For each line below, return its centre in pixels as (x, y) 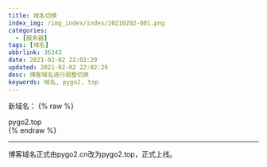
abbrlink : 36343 (35, 52)
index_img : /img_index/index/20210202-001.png (87, 23)
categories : (28, 30)
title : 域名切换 (33, 16)
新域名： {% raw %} (41, 106)
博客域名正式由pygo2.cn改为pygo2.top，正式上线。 (93, 154)
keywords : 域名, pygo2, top (54, 82)
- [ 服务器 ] (31, 38)
